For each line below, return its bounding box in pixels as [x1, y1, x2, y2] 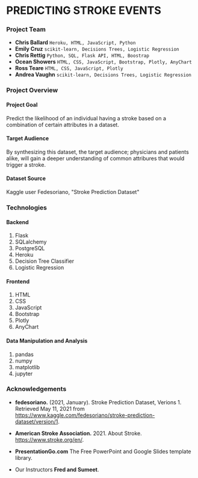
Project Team [6, 25, 46, 34]
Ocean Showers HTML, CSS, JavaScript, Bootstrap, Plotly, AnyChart [14, 58, 193, 65]
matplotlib [14, 363, 40, 370]
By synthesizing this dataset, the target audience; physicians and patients [6, 148, 190, 155]
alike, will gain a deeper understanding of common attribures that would [6, 155, 185, 162]
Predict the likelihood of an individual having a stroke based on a [6, 114, 167, 121]
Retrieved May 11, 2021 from [14, 405, 85, 412]
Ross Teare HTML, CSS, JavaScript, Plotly [14, 65, 123, 72]
